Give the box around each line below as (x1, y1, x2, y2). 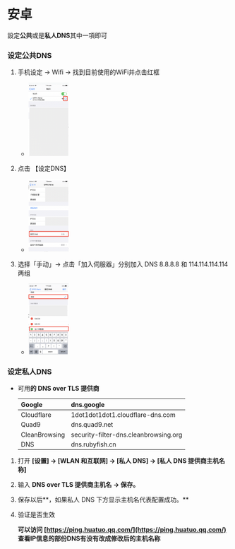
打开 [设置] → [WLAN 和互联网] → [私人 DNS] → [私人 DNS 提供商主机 (17, 456, 219, 465)
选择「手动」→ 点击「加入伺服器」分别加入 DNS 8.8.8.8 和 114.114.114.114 (17, 259, 229, 268)
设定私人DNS (7, 367, 52, 377)
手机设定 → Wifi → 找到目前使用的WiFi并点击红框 (17, 68, 160, 76)
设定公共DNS (7, 50, 52, 60)
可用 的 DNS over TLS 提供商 (17, 384, 100, 393)
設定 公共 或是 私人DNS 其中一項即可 (7, 31, 107, 40)
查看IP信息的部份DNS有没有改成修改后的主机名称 (17, 534, 161, 543)
